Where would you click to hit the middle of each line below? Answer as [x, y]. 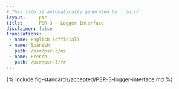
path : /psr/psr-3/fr [40, 62]
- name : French [28, 57]
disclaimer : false [29, 29]
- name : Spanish [29, 46]
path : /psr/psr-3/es [40, 51]
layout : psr [27, 17]
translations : [24, 34]
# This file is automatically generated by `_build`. [76, 12]
